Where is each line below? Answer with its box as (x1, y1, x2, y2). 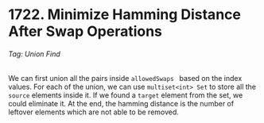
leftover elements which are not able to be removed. (8, 107, 179, 117)
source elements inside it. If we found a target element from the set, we (8, 90, 243, 100)
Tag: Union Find (8, 49, 61, 59)
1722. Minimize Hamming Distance (8, 6, 241, 24)
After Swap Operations (8, 22, 163, 40)
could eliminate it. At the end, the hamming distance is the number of (8, 99, 235, 109)
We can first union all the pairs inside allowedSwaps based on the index (8, 74, 243, 83)
